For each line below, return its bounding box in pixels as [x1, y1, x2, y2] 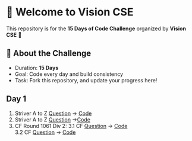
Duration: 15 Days [14, 64, 59, 71]
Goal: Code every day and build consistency [14, 70, 124, 78]
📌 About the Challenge [6, 49, 92, 59]
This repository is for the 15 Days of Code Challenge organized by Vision [6, 25, 186, 32]
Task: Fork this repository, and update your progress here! [14, 76, 158, 84]
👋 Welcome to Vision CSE [6, 5, 134, 19]
